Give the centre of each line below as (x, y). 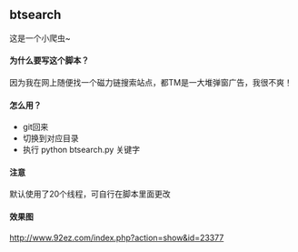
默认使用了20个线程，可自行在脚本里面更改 (90, 194)
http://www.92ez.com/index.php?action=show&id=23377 (117, 237)
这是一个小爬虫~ (40, 38)
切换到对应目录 (50, 138)
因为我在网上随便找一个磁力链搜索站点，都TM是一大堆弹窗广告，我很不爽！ (151, 83)
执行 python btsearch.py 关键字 (81, 150)
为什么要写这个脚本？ (49, 60)
